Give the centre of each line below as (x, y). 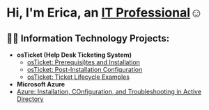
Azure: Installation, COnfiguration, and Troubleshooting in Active (109, 92)
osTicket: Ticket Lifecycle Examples (78, 77)
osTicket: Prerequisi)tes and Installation (84, 62)
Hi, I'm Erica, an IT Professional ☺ (105, 13)
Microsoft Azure (41, 84)
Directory (30, 99)
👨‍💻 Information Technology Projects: (88, 38)
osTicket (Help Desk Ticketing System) (74, 55)
